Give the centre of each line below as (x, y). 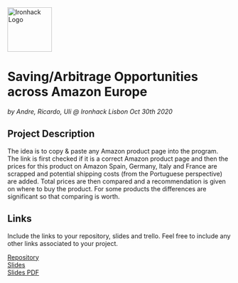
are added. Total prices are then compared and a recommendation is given (117, 181)
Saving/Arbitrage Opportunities (103, 77)
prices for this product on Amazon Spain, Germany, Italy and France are (113, 166)
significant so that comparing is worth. (64, 196)
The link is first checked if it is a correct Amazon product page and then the (118, 159)
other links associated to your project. (63, 243)
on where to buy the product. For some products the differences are (107, 188)
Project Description (51, 134)
